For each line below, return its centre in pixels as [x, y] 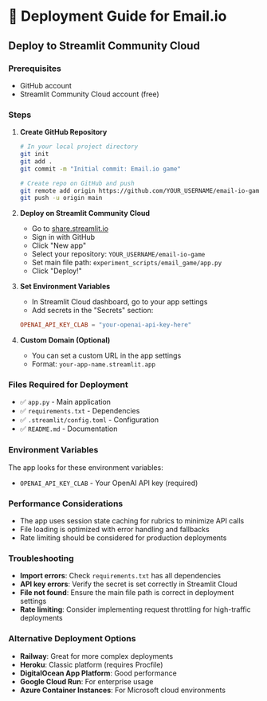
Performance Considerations [66, 503]
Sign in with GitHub [63, 237]
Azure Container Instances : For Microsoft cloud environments [122, 690]
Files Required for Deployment [69, 385]
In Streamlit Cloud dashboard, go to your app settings [120, 302]
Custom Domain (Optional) [65, 340]
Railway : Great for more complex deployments [96, 656]
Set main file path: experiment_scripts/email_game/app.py [127, 263]
